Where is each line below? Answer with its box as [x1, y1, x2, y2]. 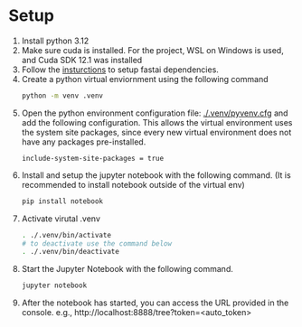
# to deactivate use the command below [21, 238, 173, 248]
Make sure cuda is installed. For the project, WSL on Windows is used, [21, 44, 284, 55]
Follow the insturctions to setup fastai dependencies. [21, 64, 219, 75]
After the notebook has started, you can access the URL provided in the [21, 297, 289, 308]
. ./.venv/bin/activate [21, 230, 112, 239]
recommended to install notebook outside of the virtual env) [21, 179, 245, 190]
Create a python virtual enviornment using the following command [21, 73, 269, 84]
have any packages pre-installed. [21, 136, 146, 147]
